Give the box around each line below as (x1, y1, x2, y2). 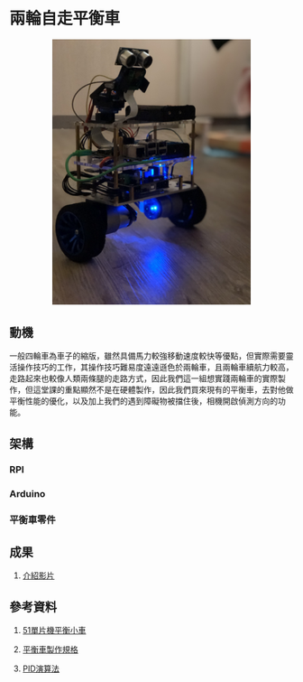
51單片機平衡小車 (22, 624, 87, 635)
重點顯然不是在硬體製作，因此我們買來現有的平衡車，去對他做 (64, 385, 294, 396)
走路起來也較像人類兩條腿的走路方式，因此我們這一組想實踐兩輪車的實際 (9, 373, 278, 384)
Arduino (9, 488, 46, 500)
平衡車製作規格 (22, 643, 78, 655)
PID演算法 (22, 663, 60, 674)
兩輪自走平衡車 (9, 8, 121, 29)
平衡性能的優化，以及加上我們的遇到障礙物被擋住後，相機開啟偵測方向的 (9, 396, 278, 406)
